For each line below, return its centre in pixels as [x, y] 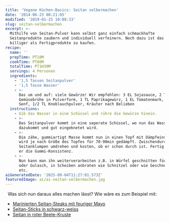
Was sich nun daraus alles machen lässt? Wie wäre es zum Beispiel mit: [82, 194]
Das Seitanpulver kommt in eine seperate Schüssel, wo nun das [87, 123]
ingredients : [24, 76]
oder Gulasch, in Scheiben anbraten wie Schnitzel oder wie [83, 165]
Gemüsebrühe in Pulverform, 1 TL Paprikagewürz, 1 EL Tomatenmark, [91, 99]
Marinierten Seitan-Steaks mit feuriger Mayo [59, 204]
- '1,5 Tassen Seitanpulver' [45, 81]
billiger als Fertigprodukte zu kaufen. [53, 43]
